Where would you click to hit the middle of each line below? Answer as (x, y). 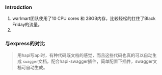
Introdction (19, 7)
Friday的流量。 (27, 25)
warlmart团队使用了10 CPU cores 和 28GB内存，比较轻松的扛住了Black (84, 19)
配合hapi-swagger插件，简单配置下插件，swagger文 (104, 61)
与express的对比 (25, 44)
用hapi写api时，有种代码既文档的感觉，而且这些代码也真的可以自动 (85, 55)
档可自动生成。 (32, 67)
